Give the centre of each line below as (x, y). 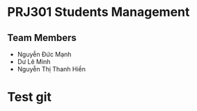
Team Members (42, 38)
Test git (30, 97)
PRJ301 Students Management (98, 12)
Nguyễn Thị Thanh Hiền (51, 69)
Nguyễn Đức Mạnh (44, 54)
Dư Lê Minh (34, 62)
